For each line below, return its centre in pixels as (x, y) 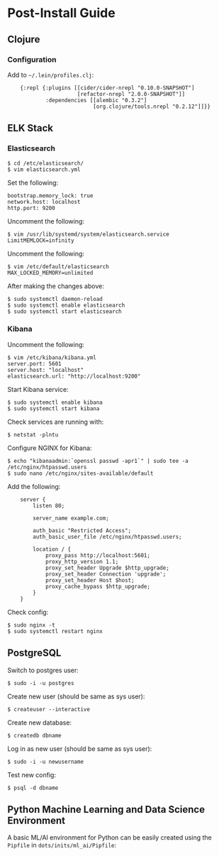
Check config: (28, 612)
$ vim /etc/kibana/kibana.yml (52, 357)
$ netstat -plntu (33, 434)
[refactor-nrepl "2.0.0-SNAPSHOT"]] (131, 94)
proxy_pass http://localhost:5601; (98, 555)
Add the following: (34, 486)
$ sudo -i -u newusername (45, 762)
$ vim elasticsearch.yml (44, 169)
